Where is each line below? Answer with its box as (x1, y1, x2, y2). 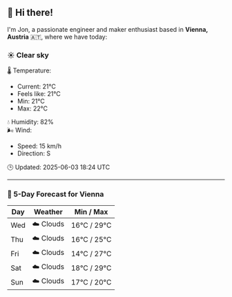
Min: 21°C (17, 97, 45, 106)
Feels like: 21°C (17, 90, 61, 98)
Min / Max (74, 207, 108, 217)
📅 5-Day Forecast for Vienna (7, 189, 104, 199)
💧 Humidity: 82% (7, 118, 54, 126)
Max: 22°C (17, 104, 48, 113)
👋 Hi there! (7, 7, 54, 19)
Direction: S (17, 149, 51, 157)
